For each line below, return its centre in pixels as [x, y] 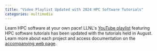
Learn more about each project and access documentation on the [70, 38]
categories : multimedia [29, 14]
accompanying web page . [31, 43]
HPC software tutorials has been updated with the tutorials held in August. [79, 33]
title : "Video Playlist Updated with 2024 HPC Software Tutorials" [74, 9]
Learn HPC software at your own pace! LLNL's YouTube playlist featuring [77, 28]
